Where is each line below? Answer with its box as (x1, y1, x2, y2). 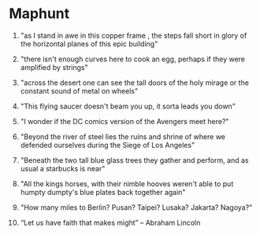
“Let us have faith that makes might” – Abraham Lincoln (20, 218, 201, 227)
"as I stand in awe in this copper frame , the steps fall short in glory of (20, 31, 247, 40)
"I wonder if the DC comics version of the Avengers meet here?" (20, 116, 229, 126)
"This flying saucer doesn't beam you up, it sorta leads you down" (20, 101, 236, 111)
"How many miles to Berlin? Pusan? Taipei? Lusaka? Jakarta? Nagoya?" (20, 202, 253, 212)
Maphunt (9, 5, 70, 23)
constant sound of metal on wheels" (20, 86, 139, 95)
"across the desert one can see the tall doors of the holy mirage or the (20, 78, 249, 87)
